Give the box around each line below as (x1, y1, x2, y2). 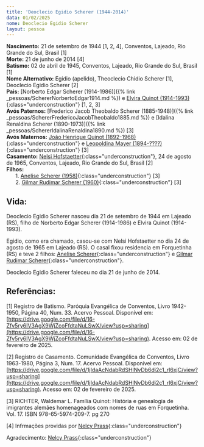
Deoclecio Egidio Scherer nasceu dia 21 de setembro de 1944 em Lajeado (6, 213, 192, 220)
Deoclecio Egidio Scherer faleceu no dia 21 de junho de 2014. (6, 269, 160, 276)
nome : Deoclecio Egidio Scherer (6, 20, 88, 26)
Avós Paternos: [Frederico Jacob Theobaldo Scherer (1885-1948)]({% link (6, 107, 194, 115)
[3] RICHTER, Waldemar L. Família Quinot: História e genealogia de (6, 397, 174, 404)
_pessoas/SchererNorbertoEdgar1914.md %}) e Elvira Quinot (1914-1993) (6, 95, 190, 102)
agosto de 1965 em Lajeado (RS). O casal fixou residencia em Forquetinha (6, 244, 192, 251)
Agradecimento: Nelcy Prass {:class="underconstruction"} (6, 434, 152, 441)
